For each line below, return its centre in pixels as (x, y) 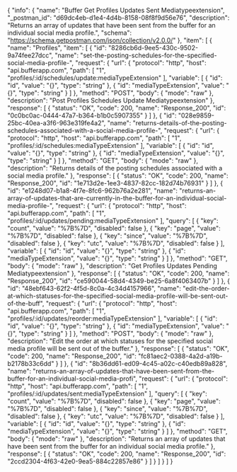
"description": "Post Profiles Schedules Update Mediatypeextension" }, (111, 100)
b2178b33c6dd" (31, 363)
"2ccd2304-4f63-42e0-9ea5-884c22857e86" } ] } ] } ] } (90, 461)
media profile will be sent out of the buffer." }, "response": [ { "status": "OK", (118, 349)
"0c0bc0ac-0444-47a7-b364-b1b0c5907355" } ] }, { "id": (92, 115)
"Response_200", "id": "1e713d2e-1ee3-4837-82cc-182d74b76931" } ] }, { (115, 183)
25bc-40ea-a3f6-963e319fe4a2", (57, 123)
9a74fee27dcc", (30, 55)
